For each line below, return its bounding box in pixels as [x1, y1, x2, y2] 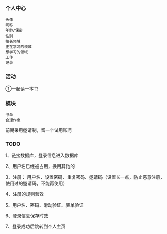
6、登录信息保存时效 [5, 213, 48, 219]
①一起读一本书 [5, 85, 39, 92]
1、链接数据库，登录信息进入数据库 [5, 152, 79, 158]
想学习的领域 [5, 50, 28, 55]
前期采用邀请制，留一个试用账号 [5, 127, 72, 133]
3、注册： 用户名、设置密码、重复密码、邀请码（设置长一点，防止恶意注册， [5, 174, 165, 180]
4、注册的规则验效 [5, 191, 44, 197]
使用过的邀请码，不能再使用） [5, 180, 68, 186]
